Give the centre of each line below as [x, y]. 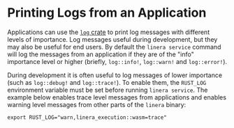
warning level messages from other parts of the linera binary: [97, 104]
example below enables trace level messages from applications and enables [117, 97]
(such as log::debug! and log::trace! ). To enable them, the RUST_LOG [107, 82]
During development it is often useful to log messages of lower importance [115, 75]
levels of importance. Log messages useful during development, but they [112, 39]
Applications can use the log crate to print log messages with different [109, 32]
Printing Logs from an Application [107, 13]
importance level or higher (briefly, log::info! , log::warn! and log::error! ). [117, 61]
